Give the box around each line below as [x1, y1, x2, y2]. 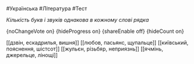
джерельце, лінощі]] [6, 52, 58, 58]
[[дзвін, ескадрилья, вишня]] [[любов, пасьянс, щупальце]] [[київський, [6, 39, 189, 46]
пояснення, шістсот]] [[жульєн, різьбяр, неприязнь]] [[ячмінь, [6, 45, 164, 52]
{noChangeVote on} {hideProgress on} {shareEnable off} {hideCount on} [6, 28, 184, 35]
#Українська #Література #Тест [6, 5, 87, 12]
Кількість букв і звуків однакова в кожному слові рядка [6, 16, 149, 23]
